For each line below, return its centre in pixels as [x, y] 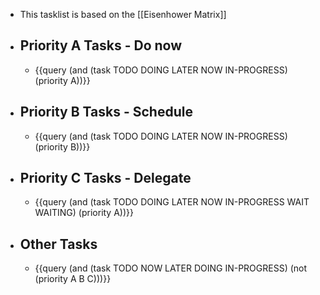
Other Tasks [58, 244]
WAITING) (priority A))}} [84, 213]
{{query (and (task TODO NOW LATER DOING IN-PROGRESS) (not [171, 268]
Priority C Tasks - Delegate [105, 178]
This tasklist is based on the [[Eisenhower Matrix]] [123, 14]
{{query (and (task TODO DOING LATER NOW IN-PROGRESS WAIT [172, 202]
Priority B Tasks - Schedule [106, 112]
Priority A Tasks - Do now [101, 45]
